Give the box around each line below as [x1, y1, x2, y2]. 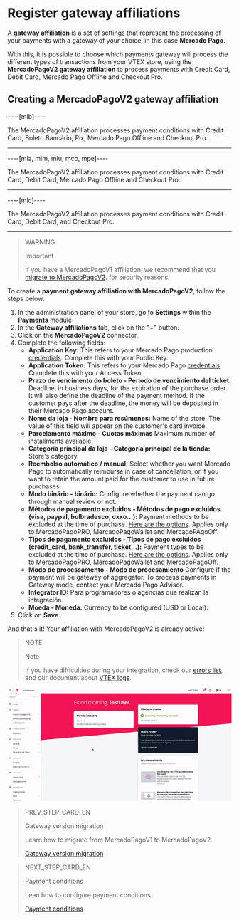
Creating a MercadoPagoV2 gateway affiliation [7, 93, 219, 105]
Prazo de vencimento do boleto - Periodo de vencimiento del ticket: [28, 376, 232, 385]
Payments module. [17, 315, 74, 324]
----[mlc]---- [7, 196, 46, 204]
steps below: [7, 294, 45, 303]
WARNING [24, 237, 55, 246]
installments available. [28, 437, 94, 445]
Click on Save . [17, 610, 60, 619]
